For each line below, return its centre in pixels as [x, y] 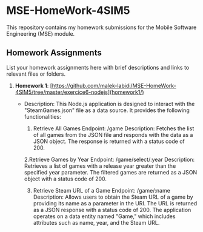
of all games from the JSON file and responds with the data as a [113, 134]
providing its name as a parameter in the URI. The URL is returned [115, 203]
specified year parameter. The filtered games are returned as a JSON [111, 172]
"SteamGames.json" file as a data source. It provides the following [107, 110]
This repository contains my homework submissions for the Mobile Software [101, 27]
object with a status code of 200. [65, 179]
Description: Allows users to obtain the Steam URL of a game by [113, 197]
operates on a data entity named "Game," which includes [104, 216]
